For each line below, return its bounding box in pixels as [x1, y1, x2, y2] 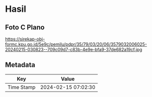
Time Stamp [7, 84, 36, 91]
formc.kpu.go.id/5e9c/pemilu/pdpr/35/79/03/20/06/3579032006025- [5, 41, 147, 47]
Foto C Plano [5, 23, 45, 32]
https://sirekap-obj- [5, 36, 45, 42]
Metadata [5, 61, 35, 69]
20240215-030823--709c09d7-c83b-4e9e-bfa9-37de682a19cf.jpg [5, 47, 143, 52]
